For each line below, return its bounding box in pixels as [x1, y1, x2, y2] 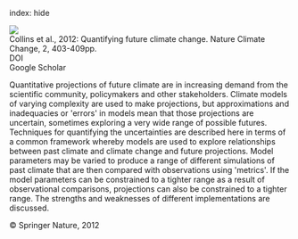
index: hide [9, 8, 51, 18]
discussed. [9, 202, 50, 213]
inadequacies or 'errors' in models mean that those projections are [9, 108, 254, 119]
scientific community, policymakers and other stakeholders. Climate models [9, 89, 288, 99]
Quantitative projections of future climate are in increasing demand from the [9, 79, 288, 90]
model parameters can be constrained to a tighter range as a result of [9, 174, 265, 185]
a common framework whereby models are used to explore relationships [9, 136, 277, 146]
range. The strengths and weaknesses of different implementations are [9, 194, 270, 203]
